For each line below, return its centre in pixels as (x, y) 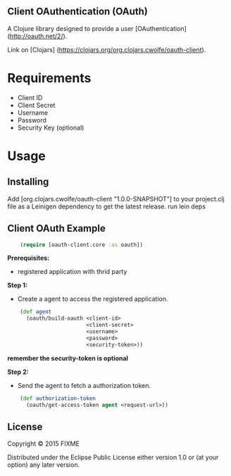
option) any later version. (43, 465)
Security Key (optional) (51, 127)
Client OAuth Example (56, 228)
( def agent (36, 312)
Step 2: (18, 372)
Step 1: (18, 285)
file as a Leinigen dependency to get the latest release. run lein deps (107, 206)
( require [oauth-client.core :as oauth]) (81, 245)
